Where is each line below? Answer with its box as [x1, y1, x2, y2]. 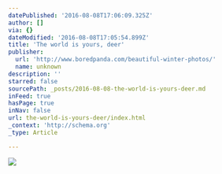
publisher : [8, 48, 44, 56]
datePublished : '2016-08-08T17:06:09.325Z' [8, 11, 154, 20]
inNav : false [8, 107, 51, 115]
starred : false [8, 77, 58, 85]
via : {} [8, 26, 34, 34]
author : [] [8, 19, 44, 27]
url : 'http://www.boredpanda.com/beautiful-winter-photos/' [15, 56, 216, 64]
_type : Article [8, 128, 58, 136]
